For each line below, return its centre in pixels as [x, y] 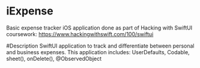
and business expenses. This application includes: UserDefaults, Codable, [98, 52]
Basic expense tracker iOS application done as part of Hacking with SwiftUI [99, 28]
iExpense [30, 11]
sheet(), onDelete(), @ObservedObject [54, 58]
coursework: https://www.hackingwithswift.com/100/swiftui [80, 34]
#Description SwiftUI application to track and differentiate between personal [100, 46]
